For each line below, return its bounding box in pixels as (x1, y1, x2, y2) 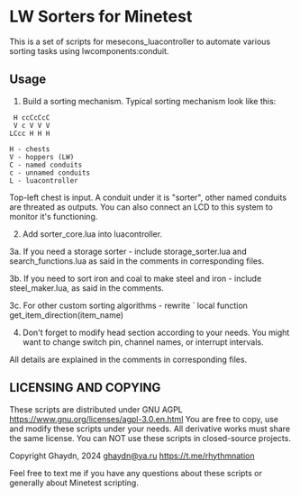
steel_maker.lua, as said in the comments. (9, 282, 165, 294)
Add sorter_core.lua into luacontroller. (22, 228, 163, 239)
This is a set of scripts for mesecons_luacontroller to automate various (9, 36, 271, 47)
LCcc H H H (9, 129, 50, 138)
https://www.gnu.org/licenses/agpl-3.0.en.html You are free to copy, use (9, 413, 279, 424)
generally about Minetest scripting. (9, 477, 140, 488)
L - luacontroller (9, 176, 78, 185)
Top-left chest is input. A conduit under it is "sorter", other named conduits (9, 192, 286, 203)
